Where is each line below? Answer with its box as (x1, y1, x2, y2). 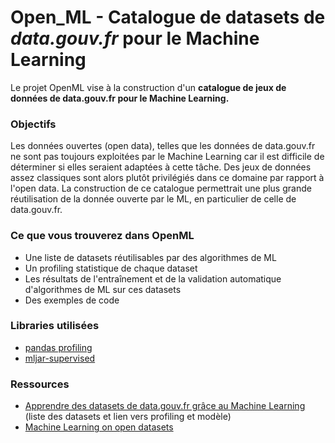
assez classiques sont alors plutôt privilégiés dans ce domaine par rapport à (10, 172, 325, 184)
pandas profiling (24, 341, 93, 353)
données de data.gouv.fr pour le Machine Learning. (10, 92, 230, 104)
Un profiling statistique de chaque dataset (24, 262, 198, 274)
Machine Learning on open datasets (24, 421, 174, 433)
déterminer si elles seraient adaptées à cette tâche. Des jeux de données (10, 161, 312, 173)
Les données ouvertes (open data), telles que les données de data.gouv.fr (10, 140, 316, 152)
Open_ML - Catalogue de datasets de (10, 6, 326, 29)
